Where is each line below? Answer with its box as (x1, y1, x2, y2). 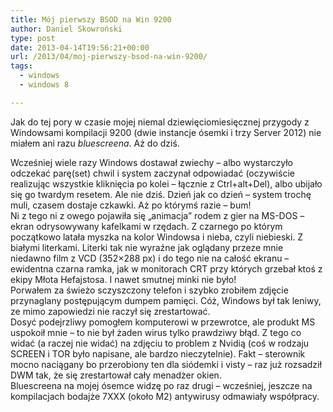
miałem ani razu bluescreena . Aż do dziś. (10, 137, 180, 149)
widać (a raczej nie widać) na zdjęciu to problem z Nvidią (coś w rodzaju (10, 337, 310, 349)
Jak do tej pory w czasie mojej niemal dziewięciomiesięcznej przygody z (10, 116, 310, 128)
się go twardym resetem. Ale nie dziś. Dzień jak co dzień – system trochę (10, 188, 312, 200)
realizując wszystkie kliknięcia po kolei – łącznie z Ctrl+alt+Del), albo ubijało (10, 177, 323, 190)
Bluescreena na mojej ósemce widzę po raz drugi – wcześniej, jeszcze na (10, 379, 313, 391)
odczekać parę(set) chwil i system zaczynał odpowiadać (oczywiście (10, 167, 295, 179)
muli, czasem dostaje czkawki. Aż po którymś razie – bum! (10, 199, 252, 211)
